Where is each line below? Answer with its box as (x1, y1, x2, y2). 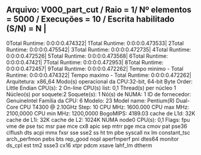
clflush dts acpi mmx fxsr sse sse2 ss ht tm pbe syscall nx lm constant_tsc (6, 129, 190, 136)
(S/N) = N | (6, 23, 47, 34)
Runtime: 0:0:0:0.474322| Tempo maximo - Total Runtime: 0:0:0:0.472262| (6, 71, 192, 79)
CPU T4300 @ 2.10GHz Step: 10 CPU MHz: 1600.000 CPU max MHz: (19, 103, 190, 111)
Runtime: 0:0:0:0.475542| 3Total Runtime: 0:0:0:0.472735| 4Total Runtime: (6, 46, 191, 53)
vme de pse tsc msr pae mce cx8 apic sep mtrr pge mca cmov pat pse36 (6, 123, 188, 130)
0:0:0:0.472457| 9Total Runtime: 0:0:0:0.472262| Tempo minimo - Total (6, 65, 184, 72)
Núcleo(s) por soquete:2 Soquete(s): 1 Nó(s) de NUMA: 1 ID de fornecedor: (6, 90, 191, 98)
